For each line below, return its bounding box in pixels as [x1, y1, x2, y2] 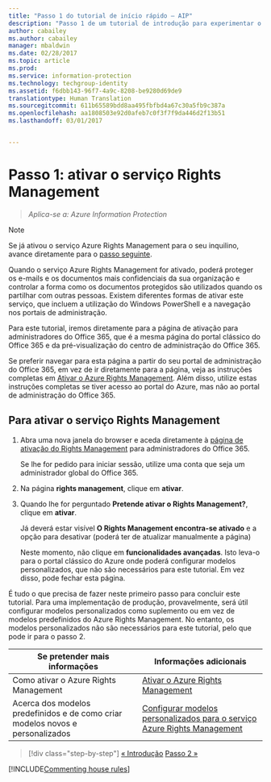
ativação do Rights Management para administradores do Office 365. [19, 443, 250, 453]
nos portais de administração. [8, 307, 107, 317]
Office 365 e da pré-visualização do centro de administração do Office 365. [8, 340, 261, 350]
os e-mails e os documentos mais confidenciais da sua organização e [8, 273, 240, 283]
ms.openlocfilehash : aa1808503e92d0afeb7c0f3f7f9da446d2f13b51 [8, 110, 226, 118]
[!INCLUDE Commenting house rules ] [8, 763, 131, 774]
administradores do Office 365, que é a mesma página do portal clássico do [8, 331, 261, 341]
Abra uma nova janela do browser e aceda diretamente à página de [19, 435, 244, 444]
